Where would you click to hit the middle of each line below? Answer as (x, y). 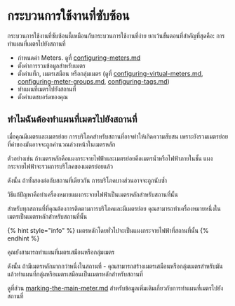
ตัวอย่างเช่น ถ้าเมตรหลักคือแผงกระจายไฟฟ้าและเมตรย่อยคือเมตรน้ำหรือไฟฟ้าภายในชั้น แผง (110, 158)
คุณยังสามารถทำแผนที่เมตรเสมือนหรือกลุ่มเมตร (61, 252)
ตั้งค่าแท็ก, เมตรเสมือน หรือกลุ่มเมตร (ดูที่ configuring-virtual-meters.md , (110, 73)
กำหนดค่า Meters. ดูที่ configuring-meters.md (79, 58)
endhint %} (23, 238)
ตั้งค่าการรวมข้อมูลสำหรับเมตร (51, 65)
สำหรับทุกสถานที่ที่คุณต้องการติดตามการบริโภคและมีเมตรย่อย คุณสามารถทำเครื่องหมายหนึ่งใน (114, 208)
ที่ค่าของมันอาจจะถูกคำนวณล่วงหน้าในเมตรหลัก (61, 144)
